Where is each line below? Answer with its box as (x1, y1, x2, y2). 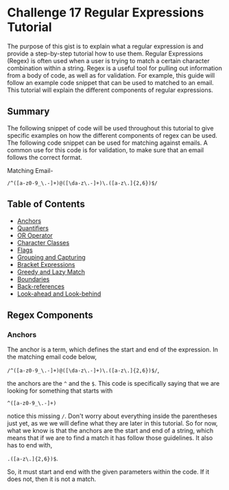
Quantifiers (16, 224, 49, 232)
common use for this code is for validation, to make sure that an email (7, 145, 204, 154)
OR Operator (16, 231, 53, 240)
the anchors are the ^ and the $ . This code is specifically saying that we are (7, 380, 220, 388)
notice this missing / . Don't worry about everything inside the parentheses (7, 412, 217, 420)
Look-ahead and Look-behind (16, 290, 101, 298)
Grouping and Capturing (16, 253, 86, 261)
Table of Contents (7, 198, 86, 210)
